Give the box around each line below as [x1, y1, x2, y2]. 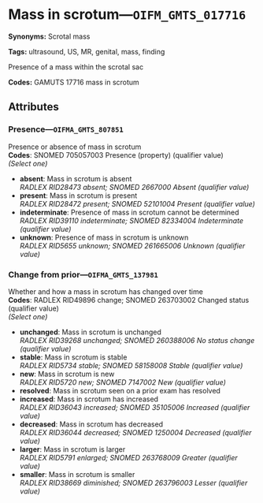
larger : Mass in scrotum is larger [19, 444, 126, 454]
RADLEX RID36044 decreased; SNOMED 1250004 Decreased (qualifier [19, 427, 252, 437]
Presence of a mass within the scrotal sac [8, 61, 144, 72]
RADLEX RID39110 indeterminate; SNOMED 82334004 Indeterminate [19, 215, 244, 225]
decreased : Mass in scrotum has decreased [19, 419, 164, 429]
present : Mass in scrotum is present [19, 191, 138, 200]
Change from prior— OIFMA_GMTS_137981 [8, 269, 159, 280]
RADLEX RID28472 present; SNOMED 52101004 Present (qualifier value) [19, 199, 256, 208]
